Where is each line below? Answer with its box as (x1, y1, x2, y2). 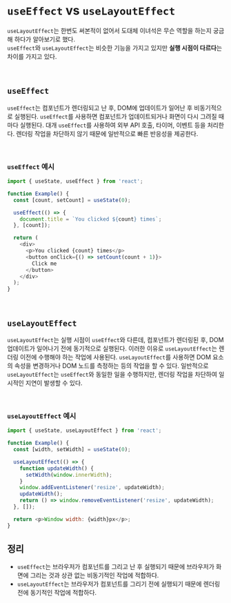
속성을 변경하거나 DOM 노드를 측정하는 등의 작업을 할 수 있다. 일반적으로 (14, 362, 209, 370)
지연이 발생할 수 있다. (25, 379, 83, 387)
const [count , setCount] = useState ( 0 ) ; (13, 197, 131, 204)
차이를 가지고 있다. (7, 52, 57, 61)
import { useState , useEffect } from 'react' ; (7, 178, 143, 185)
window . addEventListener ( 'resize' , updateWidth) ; (19, 484, 165, 491)
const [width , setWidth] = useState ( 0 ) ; (13, 446, 131, 453)
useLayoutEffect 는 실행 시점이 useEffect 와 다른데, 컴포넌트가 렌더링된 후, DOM (7, 335, 224, 344)
